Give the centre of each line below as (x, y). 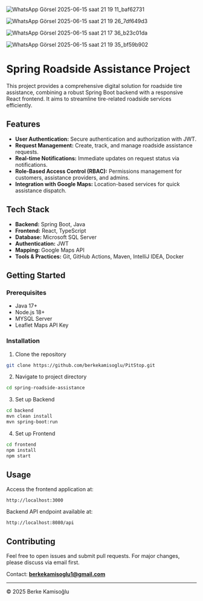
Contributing (31, 541)
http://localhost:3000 (35, 500)
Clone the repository (40, 354)
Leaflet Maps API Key (42, 325)
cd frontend (21, 445)
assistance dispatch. (40, 190)
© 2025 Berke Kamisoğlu (38, 592)
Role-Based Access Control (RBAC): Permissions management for (98, 171)
